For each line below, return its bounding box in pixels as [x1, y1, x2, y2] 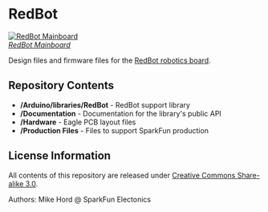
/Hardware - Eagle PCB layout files [19, 117, 136, 127]
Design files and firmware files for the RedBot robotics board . [8, 55, 211, 65]
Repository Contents [8, 79, 115, 92]
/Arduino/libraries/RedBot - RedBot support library [19, 100, 191, 109]
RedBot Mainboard [8, 39, 71, 49]
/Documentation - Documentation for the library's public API [19, 108, 222, 118]
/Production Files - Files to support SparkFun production [19, 125, 209, 135]
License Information [8, 149, 111, 163]
